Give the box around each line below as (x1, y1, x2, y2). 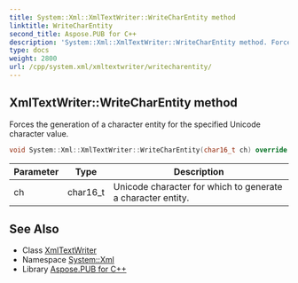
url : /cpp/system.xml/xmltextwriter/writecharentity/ (9, 63, 213, 72)
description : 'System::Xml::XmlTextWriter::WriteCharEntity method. (9, 37, 268, 47)
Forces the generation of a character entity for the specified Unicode (9, 119, 262, 130)
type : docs (9, 46, 50, 55)
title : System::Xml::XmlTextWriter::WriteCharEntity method (9, 12, 237, 22)
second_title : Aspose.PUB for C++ (9, 29, 137, 38)
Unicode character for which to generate (113, 180, 283, 193)
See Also (9, 221, 59, 236)
